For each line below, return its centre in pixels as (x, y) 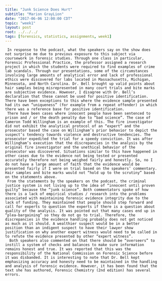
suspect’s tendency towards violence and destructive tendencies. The (78, 134)
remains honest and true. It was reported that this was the (68, 249)
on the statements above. (31, 177)
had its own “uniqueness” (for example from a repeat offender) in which (81, 105)
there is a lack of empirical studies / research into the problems (76, 194)
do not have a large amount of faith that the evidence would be (72, 164)
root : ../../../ (21, 32)
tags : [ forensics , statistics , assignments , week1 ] (58, 37)
